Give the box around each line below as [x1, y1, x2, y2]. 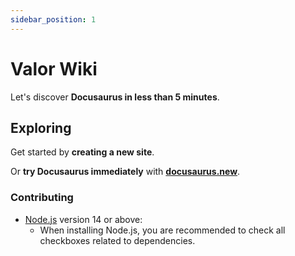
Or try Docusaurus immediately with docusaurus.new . [10, 166, 241, 178]
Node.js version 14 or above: [24, 213, 143, 225]
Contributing [10, 191, 74, 205]
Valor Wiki [10, 57, 98, 80]
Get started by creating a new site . [10, 146, 155, 158]
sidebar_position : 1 [10, 14, 97, 25]
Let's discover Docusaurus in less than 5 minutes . [10, 91, 220, 103]
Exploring [10, 119, 72, 136]
